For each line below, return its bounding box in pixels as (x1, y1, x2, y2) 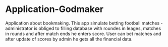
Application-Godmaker (5, 3, 104, 15)
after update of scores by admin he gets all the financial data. (5, 36, 133, 42)
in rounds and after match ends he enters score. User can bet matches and (5, 30, 161, 36)
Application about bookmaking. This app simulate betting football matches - (5, 20, 163, 26)
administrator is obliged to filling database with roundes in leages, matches (5, 25, 161, 31)
